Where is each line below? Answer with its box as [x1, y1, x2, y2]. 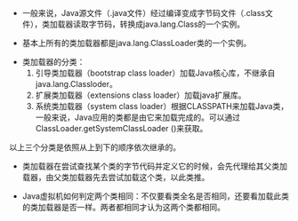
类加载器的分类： [21, 57, 85, 67]
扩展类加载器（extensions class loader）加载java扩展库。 [35, 90, 246, 100]
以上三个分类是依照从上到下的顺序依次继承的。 [9, 142, 181, 153]
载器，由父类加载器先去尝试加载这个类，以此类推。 [21, 172, 210, 182]
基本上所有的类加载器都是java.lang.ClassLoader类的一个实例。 [21, 38, 252, 48]
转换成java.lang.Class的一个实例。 [119, 19, 246, 29]
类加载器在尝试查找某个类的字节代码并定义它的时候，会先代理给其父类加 [21, 161, 287, 171]
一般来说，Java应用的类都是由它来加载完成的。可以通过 [35, 112, 240, 122]
